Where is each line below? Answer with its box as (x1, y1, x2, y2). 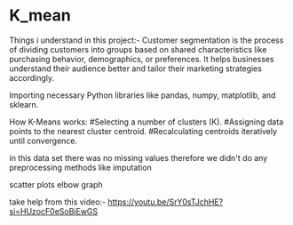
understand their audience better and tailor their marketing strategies (9, 63, 262, 74)
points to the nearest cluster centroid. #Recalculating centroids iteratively (9, 125, 278, 136)
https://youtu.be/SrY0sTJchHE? (107, 197, 224, 207)
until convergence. (9, 135, 78, 146)
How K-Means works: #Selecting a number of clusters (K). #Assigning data (9, 117, 284, 127)
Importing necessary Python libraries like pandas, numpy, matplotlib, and (9, 90, 276, 100)
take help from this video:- (9, 197, 107, 207)
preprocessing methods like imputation (9, 162, 153, 173)
